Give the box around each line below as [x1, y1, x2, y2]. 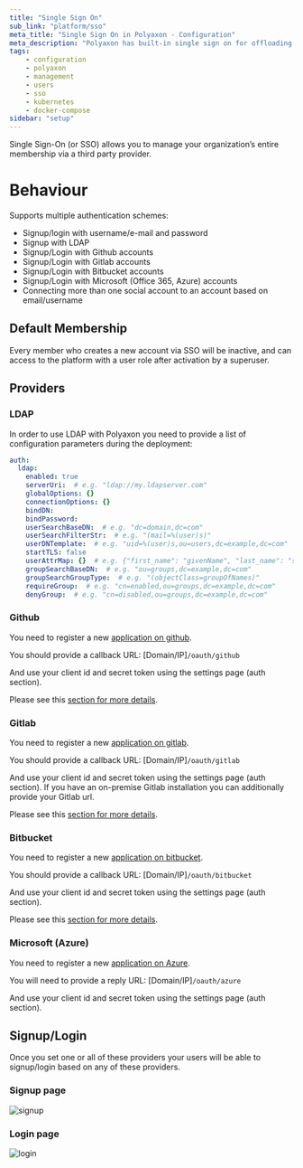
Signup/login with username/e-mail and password [22, 228, 209, 239]
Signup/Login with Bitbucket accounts [22, 266, 164, 277]
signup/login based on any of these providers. [9, 1061, 180, 1072]
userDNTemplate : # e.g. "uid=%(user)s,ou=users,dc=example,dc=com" [25, 540, 289, 549]
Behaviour [9, 180, 88, 201]
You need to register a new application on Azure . [9, 957, 191, 968]
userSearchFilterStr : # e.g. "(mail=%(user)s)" [25, 531, 212, 541]
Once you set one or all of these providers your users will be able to [9, 1052, 262, 1063]
